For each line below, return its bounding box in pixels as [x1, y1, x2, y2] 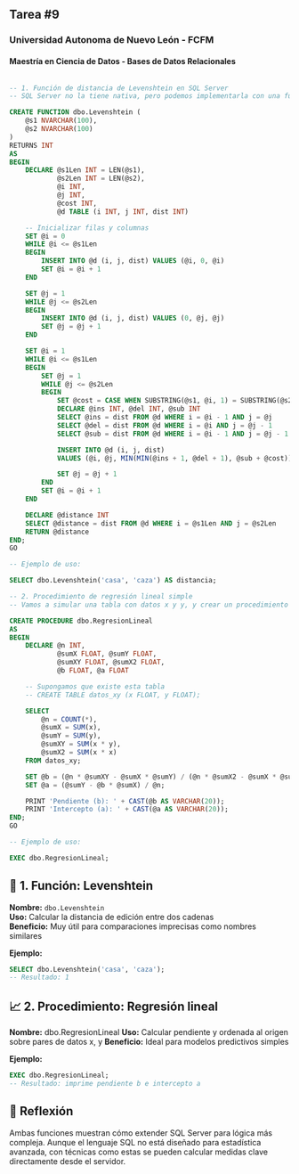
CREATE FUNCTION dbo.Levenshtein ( [9, 108, 141, 117]
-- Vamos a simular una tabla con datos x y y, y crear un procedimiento [9, 600, 289, 609]
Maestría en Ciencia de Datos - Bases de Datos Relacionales [9, 55, 236, 66]
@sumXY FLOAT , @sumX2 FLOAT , [56, 658, 166, 667]
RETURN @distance [25, 527, 90, 536]
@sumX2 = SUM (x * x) [41, 748, 117, 757]
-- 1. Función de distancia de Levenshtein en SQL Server [9, 84, 229, 93]
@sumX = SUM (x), [41, 723, 101, 732]
